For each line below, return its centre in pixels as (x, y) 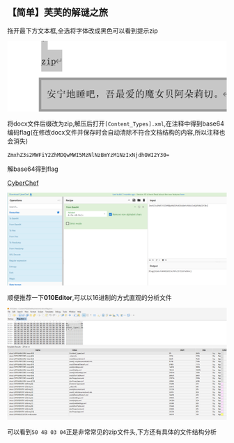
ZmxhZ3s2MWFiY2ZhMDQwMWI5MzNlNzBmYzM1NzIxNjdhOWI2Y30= (88, 156)
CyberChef (23, 183)
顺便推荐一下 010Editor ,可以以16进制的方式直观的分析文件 (89, 297)
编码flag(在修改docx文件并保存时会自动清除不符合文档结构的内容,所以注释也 (116, 133)
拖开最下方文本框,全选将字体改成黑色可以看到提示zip (83, 31)
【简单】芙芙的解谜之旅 (57, 13)
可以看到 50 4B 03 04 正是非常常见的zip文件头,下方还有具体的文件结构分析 (112, 432)
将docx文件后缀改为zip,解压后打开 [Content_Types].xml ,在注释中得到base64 (116, 123)
